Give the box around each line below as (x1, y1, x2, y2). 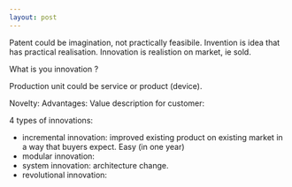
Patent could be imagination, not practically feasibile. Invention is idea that (9, 37, 280, 48)
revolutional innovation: (21, 169, 108, 180)
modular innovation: (21, 151, 96, 161)
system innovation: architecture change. (21, 160, 169, 170)
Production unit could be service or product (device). (9, 80, 203, 91)
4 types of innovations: (9, 115, 94, 125)
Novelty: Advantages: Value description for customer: (9, 98, 205, 108)
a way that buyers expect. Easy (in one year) (21, 141, 185, 152)
